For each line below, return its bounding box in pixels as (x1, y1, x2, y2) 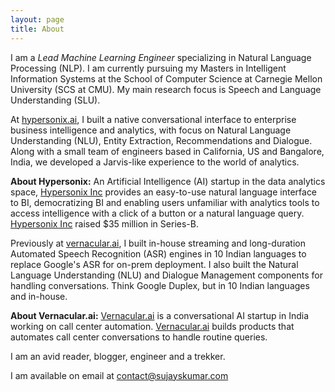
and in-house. (10, 290, 68, 302)
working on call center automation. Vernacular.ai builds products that (10, 320, 295, 332)
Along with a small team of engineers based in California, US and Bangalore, (10, 145, 325, 157)
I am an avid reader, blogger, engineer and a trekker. (10, 350, 226, 362)
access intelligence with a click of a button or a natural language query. (10, 207, 305, 219)
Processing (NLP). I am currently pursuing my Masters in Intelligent (10, 62, 287, 74)
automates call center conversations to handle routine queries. (10, 331, 268, 343)
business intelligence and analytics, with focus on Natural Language (10, 124, 292, 136)
